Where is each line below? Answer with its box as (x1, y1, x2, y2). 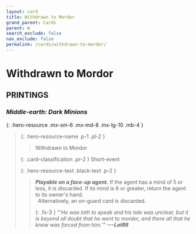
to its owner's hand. (35, 191, 84, 198)
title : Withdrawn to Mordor (6, 14, 75, 20)
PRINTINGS (6, 90, 49, 100)
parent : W (6, 25, 31, 31)
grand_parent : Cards (6, 19, 57, 25)
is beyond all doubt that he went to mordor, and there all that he (35, 215, 191, 222)
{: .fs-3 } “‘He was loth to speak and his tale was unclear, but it (35, 209, 188, 216)
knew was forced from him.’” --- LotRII (35, 221, 129, 228)
